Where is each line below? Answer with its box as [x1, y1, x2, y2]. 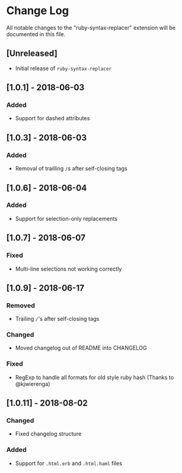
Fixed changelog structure [15, 430, 82, 437]
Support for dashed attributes [15, 115, 90, 122]
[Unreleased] [6, 48, 58, 59]
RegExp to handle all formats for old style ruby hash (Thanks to [15, 374, 174, 381]
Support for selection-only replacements [15, 215, 118, 222]
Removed [6, 301, 35, 310]
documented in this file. [6, 30, 66, 37]
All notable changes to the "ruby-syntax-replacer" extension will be [6, 24, 176, 31]
